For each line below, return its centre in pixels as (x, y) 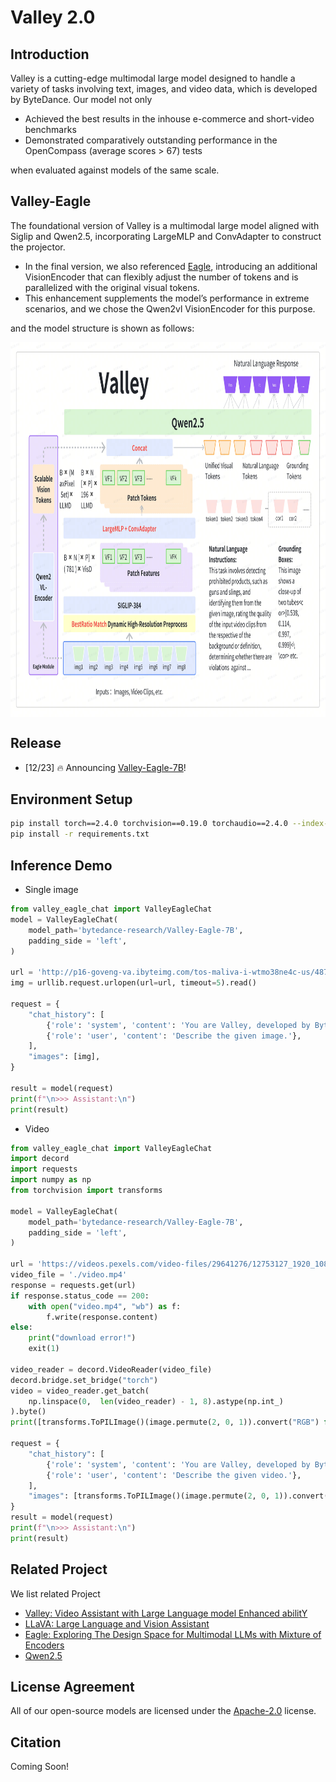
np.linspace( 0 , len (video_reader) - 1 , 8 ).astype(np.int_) (156, 1401)
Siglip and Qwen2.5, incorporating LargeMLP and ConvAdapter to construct (166, 236)
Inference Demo (61, 865)
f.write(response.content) (102, 1317)
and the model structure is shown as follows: (102, 328)
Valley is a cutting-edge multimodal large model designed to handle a (153, 78)
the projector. (38, 247)
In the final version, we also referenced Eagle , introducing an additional (171, 266)
